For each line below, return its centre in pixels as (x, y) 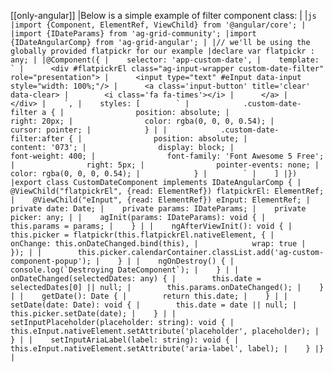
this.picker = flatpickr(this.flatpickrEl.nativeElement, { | (142, 235)
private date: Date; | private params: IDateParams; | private (158, 209)
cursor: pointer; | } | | (89, 130)
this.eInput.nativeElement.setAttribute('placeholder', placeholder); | (165, 331)
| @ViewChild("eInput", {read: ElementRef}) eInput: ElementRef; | (160, 200)
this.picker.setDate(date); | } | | (93, 314)
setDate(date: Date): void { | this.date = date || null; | (154, 305)
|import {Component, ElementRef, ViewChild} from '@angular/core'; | (158, 25)
